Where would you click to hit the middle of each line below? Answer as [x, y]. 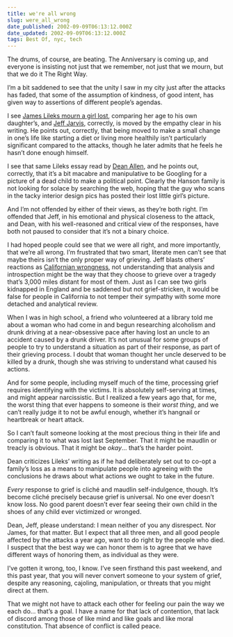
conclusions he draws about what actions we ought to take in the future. [111, 476]
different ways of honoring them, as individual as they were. [93, 555]
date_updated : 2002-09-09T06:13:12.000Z [67, 33]
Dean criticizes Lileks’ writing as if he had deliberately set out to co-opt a [112, 461]
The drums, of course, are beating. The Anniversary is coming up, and [108, 59]
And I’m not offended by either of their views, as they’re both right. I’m [108, 209]
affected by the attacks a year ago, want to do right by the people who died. [116, 540]
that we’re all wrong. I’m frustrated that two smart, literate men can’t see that [117, 252]
